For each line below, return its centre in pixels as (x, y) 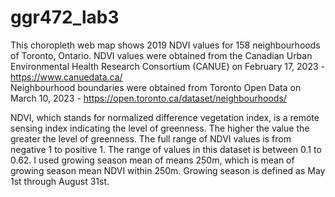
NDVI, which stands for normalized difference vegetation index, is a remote (165, 117)
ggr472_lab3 (65, 17)
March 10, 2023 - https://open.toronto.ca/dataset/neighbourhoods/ (148, 98)
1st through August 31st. (60, 181)
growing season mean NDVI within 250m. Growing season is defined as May (168, 170)
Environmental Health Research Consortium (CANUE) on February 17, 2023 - (167, 66)
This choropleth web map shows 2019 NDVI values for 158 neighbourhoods (165, 45)
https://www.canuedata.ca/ (66, 77)
